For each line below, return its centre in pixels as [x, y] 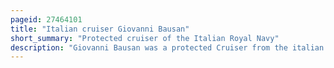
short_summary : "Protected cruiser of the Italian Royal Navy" [145, 38]
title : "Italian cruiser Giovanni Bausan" [100, 29]
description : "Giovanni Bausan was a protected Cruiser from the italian [167, 47]
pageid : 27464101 [46, 19]
